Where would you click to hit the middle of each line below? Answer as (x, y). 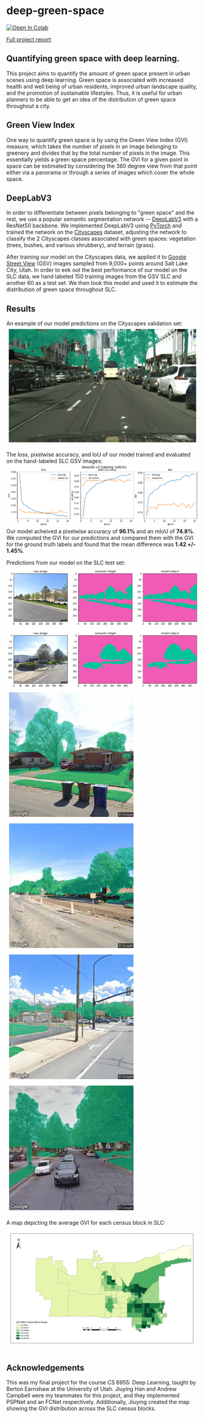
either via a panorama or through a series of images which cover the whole (100, 172)
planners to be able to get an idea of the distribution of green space (91, 99)
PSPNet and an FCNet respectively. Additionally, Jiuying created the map (98, 1402)
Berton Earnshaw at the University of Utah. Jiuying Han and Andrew (92, 1389)
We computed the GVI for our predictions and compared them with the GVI (100, 537)
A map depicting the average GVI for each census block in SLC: (86, 1223)
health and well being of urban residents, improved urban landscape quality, (102, 86)
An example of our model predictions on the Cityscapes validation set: (94, 323)
